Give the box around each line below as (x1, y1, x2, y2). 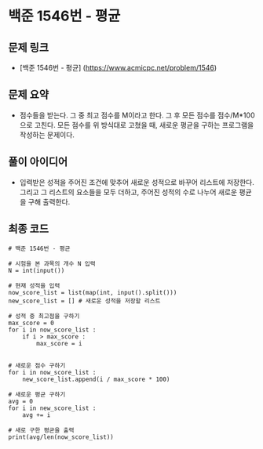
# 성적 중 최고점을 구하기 (8, 313, 80, 320)
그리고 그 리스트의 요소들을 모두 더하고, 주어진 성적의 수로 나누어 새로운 (19, 187, 238, 197)
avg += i (22, 411, 51, 419)
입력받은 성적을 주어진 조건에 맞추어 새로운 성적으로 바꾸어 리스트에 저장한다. (19, 177, 255, 186)
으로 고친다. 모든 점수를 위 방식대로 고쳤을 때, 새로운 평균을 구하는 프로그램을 (19, 120, 254, 129)
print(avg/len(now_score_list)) (8, 433, 114, 441)
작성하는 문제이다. (19, 130, 75, 139)
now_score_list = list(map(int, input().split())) (8, 289, 177, 297)
